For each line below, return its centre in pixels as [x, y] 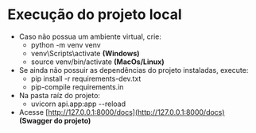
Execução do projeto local [95, 15]
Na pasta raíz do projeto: [60, 95]
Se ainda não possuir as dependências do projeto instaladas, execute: [134, 70]
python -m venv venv [66, 44]
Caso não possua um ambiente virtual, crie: [90, 36]
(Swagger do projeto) [55, 120]
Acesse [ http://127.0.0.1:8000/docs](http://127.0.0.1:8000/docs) [122, 112]
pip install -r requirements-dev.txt [86, 78]
